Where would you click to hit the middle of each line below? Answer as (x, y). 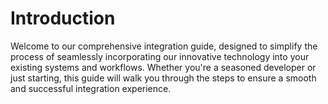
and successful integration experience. (91, 88)
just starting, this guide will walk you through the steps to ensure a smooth (163, 78)
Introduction (63, 18)
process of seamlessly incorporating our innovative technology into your (160, 56)
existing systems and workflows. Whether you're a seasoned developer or (163, 67)
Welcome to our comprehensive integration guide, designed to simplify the (164, 46)
